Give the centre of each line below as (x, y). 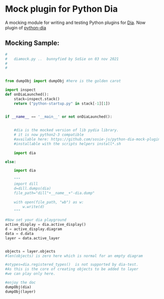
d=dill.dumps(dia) (32, 189)
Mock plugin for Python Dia (61, 9)
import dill (26, 184)
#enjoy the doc (20, 282)
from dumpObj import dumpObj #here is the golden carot (63, 81)
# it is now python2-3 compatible (49, 135)
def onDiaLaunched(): (27, 94)
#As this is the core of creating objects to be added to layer (72, 269)
